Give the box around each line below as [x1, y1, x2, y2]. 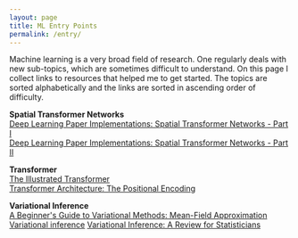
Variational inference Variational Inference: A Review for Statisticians [9, 219, 261, 230]
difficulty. [9, 92, 45, 103]
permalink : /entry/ [9, 29, 82, 38]
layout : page [9, 12, 58, 22]
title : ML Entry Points [9, 21, 98, 30]
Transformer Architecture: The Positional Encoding [9, 184, 196, 194]
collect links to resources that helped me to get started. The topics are [9, 73, 268, 84]
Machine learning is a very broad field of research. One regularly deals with [9, 54, 287, 65]
